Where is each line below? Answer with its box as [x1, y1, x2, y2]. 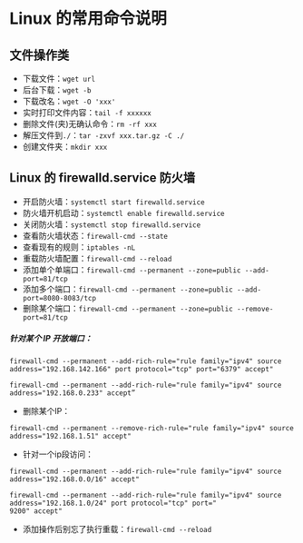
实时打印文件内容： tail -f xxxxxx [22, 107, 152, 118]
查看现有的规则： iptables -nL [22, 242, 136, 252]
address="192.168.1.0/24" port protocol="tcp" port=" [9, 499, 218, 508]
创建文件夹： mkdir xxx [22, 142, 108, 152]
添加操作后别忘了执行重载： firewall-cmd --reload [22, 523, 212, 534]
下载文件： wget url [22, 74, 96, 84]
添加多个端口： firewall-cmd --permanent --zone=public [22, 283, 233, 294]
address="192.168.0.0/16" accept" [9, 474, 141, 484]
